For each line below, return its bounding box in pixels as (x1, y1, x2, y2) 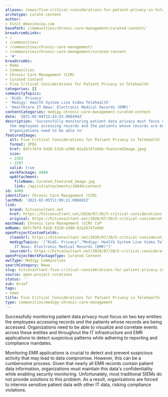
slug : (5, 267, 16, 272)
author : (5, 16, 21, 21)
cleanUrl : (9, 235, 30, 240)
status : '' (5, 277, 28, 282)
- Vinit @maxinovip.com (5, 21, 55, 26)
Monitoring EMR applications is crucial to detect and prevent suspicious (5, 350, 153, 356)
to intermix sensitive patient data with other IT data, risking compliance (5, 382, 151, 388)
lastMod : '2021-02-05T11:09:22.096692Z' (5, 198, 91, 203)
